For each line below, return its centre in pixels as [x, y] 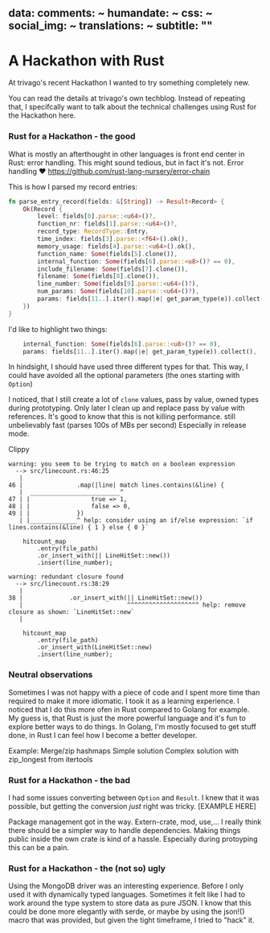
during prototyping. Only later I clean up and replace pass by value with [127, 408]
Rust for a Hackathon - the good [72, 136]
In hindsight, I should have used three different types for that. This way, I [128, 367]
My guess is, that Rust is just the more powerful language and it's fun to [127, 718]
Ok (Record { [43, 209]
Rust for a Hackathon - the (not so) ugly [87, 868]
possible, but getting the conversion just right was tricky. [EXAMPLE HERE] [133, 806]
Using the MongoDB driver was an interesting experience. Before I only [126, 886]
